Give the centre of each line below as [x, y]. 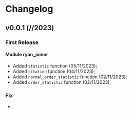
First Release [22, 42]
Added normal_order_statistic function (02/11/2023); [70, 77]
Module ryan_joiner [27, 55]
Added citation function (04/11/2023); [54, 71]
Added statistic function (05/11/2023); [55, 66]
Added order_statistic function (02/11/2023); [62, 82]
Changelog [29, 9]
